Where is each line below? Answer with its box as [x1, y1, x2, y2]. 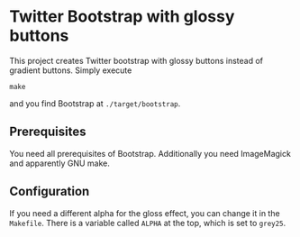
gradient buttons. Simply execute [9, 65, 132, 76]
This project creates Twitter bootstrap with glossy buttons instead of [9, 55, 264, 66]
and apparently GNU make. [9, 158, 111, 169]
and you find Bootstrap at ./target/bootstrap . [9, 97, 181, 109]
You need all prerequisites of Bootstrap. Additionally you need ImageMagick [9, 148, 291, 159]
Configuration [9, 184, 90, 199]
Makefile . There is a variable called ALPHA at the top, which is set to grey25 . [9, 217, 286, 228]
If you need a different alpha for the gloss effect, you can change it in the [9, 207, 281, 218]
